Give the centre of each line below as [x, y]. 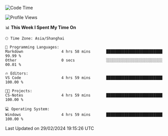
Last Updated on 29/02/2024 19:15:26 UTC [50, 128]
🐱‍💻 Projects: [19, 91]
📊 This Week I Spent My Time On [41, 27]
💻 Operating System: [28, 109]
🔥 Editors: [17, 73]
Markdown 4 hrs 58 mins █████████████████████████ [84, 51]
